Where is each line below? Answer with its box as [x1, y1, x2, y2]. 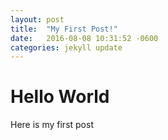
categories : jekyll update [10, 42, 123, 53]
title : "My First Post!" [10, 24, 118, 34]
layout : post [10, 14, 65, 25]
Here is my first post [10, 119, 94, 131]
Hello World [10, 86, 110, 108]
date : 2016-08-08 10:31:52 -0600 [10, 33, 159, 43]
